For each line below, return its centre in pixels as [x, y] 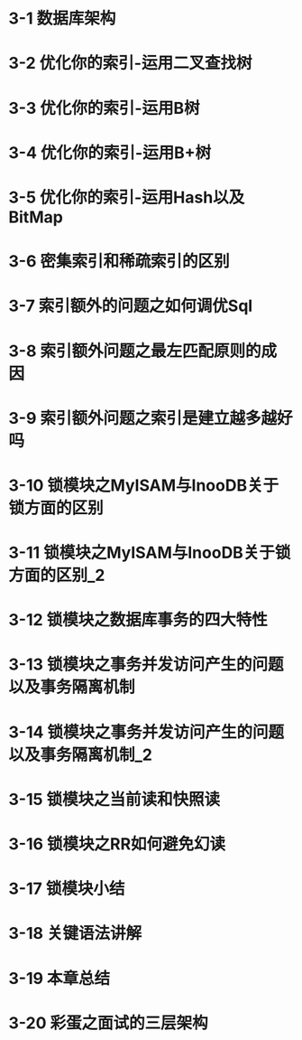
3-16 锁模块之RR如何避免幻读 [117, 844]
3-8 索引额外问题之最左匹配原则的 [135, 351]
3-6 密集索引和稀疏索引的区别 [119, 262]
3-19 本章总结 [59, 978]
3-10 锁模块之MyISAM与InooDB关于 [144, 485]
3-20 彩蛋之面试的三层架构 [108, 1023]
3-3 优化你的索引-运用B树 [104, 108]
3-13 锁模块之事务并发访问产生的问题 [146, 665]
